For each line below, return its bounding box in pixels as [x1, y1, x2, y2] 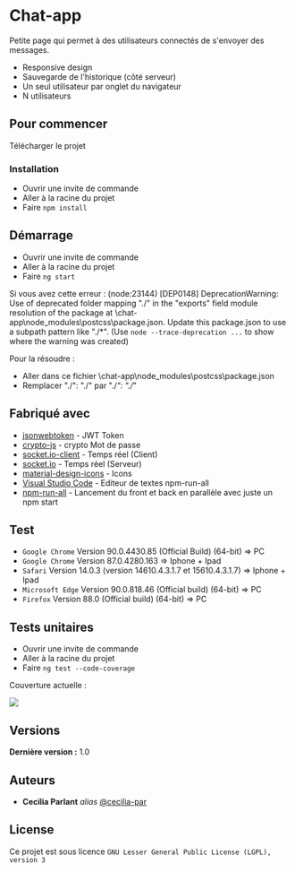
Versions [9, 722, 61, 738]
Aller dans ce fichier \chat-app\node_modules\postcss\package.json [21, 370, 275, 381]
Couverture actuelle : [9, 680, 87, 691]
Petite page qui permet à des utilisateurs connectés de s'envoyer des [9, 35, 265, 46]
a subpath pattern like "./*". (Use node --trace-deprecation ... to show [9, 326, 274, 337]
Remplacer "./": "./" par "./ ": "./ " [21, 380, 137, 391]
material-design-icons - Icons [21, 468, 132, 479]
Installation [9, 162, 60, 175]
